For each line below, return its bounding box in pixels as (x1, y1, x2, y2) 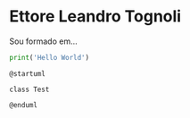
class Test (9, 85, 50, 94)
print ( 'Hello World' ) (9, 53, 90, 62)
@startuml (9, 69, 46, 78)
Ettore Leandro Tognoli (9, 6, 181, 27)
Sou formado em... (9, 36, 78, 46)
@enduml (9, 100, 38, 109)
